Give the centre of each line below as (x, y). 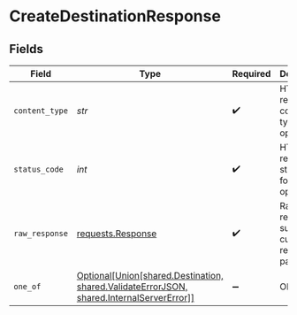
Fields (27, 49)
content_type (41, 111)
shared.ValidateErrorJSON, (132, 287)
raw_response (41, 233)
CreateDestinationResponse (115, 16)
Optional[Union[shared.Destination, (150, 276)
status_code (39, 169)
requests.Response (117, 234)
